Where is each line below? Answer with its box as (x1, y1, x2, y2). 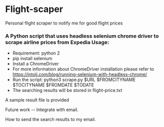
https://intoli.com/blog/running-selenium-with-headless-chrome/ (12, 71, 147, 77)
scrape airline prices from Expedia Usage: (5, 38, 109, 45)
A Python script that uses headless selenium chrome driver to (5, 32, 159, 39)
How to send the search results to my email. (5, 116, 96, 122)
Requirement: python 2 (12, 50, 60, 56)
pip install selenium (12, 55, 53, 61)
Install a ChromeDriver (12, 61, 59, 67)
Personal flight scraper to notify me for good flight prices (5, 20, 123, 26)
